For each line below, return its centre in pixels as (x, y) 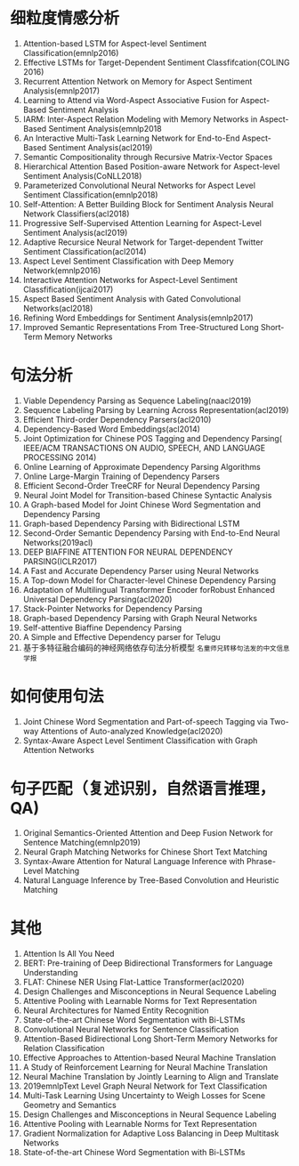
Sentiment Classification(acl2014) (85, 251)
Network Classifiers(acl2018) (76, 214)
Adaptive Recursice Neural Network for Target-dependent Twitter (143, 242)
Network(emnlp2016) (62, 270)
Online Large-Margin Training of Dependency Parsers (121, 476)
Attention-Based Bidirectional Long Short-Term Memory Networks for (150, 1039)
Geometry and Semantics (69, 1105)
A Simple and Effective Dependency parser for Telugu (121, 636)
